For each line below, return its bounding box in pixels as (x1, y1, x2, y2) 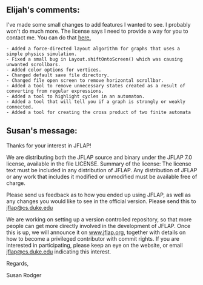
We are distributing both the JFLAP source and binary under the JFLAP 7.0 (6, 153, 193, 161)
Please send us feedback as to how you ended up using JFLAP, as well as (6, 191, 191, 198)
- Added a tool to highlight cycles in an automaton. (6, 93, 145, 99)
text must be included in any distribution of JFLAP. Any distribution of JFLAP (6, 166, 198, 173)
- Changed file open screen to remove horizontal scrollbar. (6, 77, 164, 84)
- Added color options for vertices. (6, 67, 102, 73)
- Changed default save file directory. (6, 72, 110, 78)
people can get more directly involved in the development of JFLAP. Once (6, 222, 191, 229)
